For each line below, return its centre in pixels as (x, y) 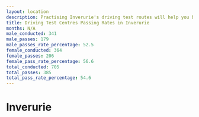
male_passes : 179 (28, 39)
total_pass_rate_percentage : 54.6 (49, 78)
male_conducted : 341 (32, 34)
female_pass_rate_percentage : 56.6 (50, 61)
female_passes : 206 (30, 56)
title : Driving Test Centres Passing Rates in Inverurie (78, 23)
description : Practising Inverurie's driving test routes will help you (98, 17)
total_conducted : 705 (33, 67)
